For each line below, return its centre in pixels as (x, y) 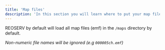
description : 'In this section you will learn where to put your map (78, 14)
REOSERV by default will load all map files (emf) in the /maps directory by (79, 28)
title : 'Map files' (25, 9)
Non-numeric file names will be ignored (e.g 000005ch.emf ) (64, 42)
